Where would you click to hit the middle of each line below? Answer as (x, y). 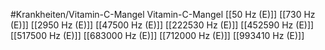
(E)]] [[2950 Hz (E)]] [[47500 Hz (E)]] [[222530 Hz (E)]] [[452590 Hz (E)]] (162, 25)
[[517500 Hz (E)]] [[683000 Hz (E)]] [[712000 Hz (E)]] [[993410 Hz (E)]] (157, 35)
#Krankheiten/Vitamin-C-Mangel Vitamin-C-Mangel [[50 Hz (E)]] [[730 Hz (163, 14)
